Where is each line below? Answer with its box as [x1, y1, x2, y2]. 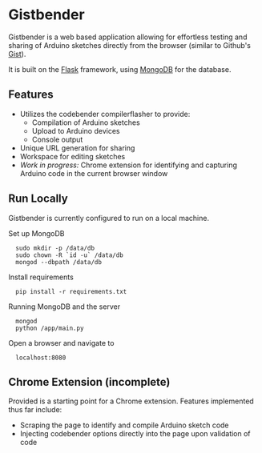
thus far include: [8, 405, 62, 415]
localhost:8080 [15, 354, 67, 362]
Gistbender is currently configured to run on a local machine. [8, 213, 210, 222]
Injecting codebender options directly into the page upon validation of [19, 429, 251, 439]
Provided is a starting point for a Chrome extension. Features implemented [8, 396, 254, 406]
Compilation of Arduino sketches [31, 118, 140, 127]
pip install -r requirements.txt [15, 287, 127, 295]
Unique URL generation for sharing [19, 142, 135, 153]
